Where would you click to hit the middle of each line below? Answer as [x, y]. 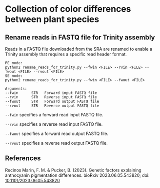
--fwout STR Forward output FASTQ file [52, 101]
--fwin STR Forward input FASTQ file [51, 93]
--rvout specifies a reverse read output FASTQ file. [57, 143]
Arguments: [16, 89]
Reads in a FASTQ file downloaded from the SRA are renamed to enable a [79, 49]
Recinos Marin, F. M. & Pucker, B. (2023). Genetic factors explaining [73, 170]
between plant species [52, 19]
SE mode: [14, 76]
